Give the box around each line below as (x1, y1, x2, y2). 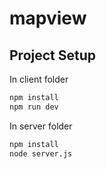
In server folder (9, 120, 73, 132)
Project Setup (9, 47, 97, 64)
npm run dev (9, 102, 59, 112)
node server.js (9, 148, 73, 159)
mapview (9, 7, 87, 30)
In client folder (9, 73, 69, 85)
